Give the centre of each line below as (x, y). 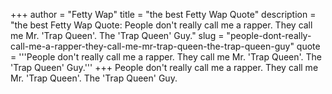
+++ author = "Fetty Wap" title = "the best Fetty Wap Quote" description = (163, 14)
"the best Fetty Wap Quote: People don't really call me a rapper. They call (161, 25)
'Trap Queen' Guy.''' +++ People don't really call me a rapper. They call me (164, 67)
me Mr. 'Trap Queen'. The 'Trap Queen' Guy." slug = (117, 35)
